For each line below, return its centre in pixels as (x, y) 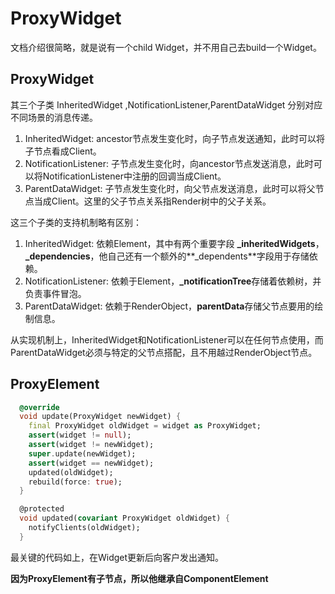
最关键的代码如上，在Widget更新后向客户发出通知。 (117, 557)
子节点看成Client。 (63, 151)
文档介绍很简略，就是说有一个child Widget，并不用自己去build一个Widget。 (166, 47)
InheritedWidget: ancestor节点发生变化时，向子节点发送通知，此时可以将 (175, 138)
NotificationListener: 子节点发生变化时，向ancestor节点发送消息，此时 (169, 163)
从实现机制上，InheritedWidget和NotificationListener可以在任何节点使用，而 (167, 339)
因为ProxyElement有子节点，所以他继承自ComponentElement (139, 578)
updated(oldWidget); (71, 472)
